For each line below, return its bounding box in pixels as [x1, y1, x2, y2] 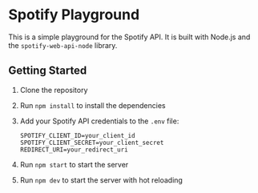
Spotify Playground [8, 6, 140, 24]
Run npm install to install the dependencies [19, 100, 166, 110]
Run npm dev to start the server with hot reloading [19, 175, 183, 185]
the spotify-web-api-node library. [8, 40, 118, 50]
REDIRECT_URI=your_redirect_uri [19, 146, 128, 154]
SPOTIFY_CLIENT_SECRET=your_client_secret [19, 139, 164, 147]
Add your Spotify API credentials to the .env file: [19, 116, 179, 126]
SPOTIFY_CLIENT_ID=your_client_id [19, 131, 135, 139]
